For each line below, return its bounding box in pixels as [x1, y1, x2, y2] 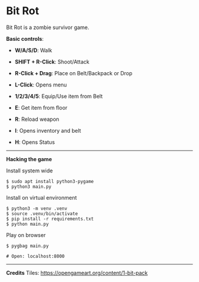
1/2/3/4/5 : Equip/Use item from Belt [14, 92, 103, 100]
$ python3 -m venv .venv [6, 206, 68, 211]
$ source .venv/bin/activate [6, 210, 78, 217]
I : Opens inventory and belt [14, 127, 81, 134]
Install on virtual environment [6, 194, 77, 201]
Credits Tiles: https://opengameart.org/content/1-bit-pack [6, 269, 148, 276]
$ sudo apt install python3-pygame [6, 178, 94, 184]
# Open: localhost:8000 [6, 253, 65, 259]
